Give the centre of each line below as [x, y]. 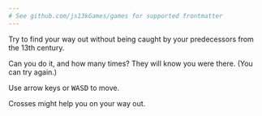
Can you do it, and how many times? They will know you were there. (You [131, 63]
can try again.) [33, 72]
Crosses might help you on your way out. [77, 103]
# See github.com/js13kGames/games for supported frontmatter [116, 16]
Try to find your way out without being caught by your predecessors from [131, 39]
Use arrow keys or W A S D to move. [64, 88]
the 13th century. [37, 47]
